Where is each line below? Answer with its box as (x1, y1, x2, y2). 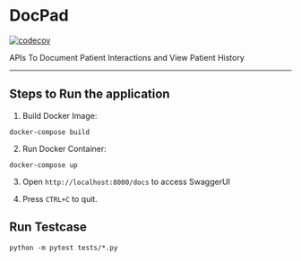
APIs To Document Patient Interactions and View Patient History (9, 52, 245, 63)
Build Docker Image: (21, 110, 98, 121)
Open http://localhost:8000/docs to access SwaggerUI (21, 176, 231, 187)
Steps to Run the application (9, 87, 170, 102)
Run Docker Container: (21, 143, 107, 154)
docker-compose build (9, 127, 90, 137)
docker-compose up (9, 160, 78, 170)
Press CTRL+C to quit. (21, 193, 99, 204)
